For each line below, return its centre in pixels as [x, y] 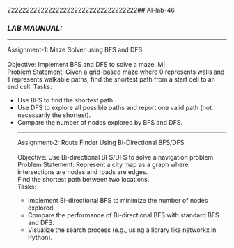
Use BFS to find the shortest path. [66, 100]
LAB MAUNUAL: [35, 28]
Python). [40, 238]
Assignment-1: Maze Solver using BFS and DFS [75, 50]
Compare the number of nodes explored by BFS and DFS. [100, 123]
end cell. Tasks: [30, 87]
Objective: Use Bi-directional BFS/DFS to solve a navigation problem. [116, 157]
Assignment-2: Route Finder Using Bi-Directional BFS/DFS [101, 143]
